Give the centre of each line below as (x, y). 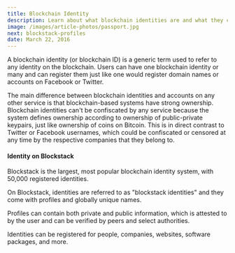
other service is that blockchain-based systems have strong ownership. (111, 103)
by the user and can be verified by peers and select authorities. (99, 221)
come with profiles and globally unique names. (74, 200)
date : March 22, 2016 (39, 40)
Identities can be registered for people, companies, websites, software (109, 234)
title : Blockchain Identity (48, 14)
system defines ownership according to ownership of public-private (105, 118)
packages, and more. (38, 242)
